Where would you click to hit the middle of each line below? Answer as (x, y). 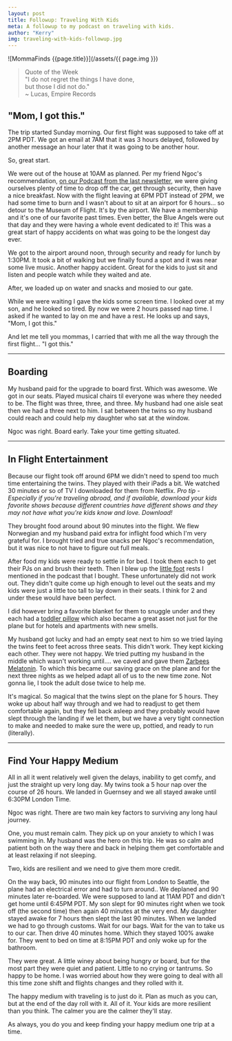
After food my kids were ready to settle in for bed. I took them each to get (112, 561)
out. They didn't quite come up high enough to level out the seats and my (112, 583)
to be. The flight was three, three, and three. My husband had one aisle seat (115, 403)
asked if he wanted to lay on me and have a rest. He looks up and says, (109, 316)
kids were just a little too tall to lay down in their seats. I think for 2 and (107, 590)
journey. (19, 820)
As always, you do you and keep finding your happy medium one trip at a (112, 1024)
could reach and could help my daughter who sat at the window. (99, 418)
